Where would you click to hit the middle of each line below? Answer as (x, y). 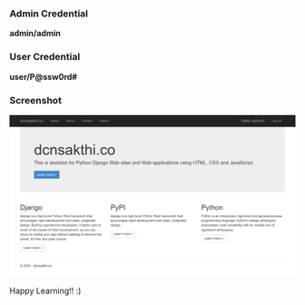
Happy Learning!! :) (45, 290)
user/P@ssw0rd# (44, 76)
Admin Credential (49, 14)
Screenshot (35, 100)
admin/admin (35, 34)
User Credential (45, 57)
